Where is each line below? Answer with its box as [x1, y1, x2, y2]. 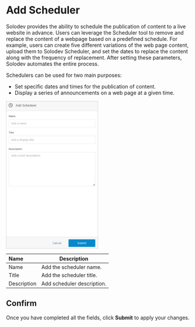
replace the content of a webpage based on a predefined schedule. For [6, 35, 178, 42]
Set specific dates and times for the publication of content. [14, 83, 156, 90]
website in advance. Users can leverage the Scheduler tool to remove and [6, 29, 184, 36]
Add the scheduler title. [41, 272, 97, 279]
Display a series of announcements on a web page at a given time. [14, 89, 175, 96]
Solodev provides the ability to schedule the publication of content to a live [6, 23, 186, 30]
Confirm [6, 298, 37, 308]
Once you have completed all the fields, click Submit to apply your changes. [6, 314, 190, 321]
